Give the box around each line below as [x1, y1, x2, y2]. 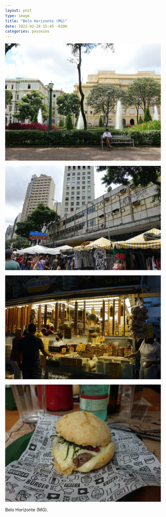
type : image [5, 13, 30, 18]
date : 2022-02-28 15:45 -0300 [5, 24, 68, 29]
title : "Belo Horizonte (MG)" [5, 18, 68, 23]
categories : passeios [5, 29, 50, 34]
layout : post [5, 8, 32, 13]
